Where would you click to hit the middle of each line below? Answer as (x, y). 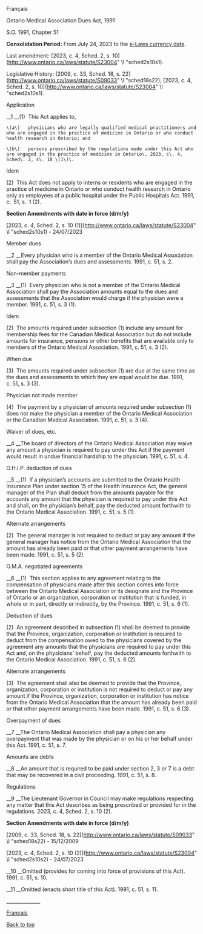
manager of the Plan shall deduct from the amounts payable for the (90, 492)
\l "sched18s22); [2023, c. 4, (156, 80)
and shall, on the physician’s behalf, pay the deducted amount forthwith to (98, 505)
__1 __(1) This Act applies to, (41, 117)
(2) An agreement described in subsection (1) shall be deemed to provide (98, 627)
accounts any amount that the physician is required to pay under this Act (97, 499)
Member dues (24, 243)
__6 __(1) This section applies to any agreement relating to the (84, 578)
